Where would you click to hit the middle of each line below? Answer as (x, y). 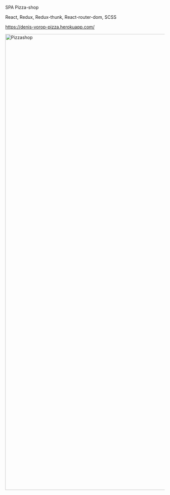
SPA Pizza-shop (22, 7)
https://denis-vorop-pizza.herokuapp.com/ (50, 27)
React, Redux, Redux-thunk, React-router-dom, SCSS (61, 17)
